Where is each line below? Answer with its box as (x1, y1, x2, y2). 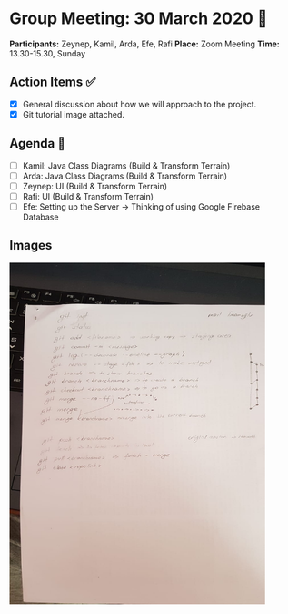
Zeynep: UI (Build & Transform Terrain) (22, 180, 168, 191)
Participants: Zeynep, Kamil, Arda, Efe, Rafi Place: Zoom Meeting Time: (9, 38, 280, 49)
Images (9, 238, 53, 253)
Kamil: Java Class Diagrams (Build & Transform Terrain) (22, 159, 231, 171)
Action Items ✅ (9, 75, 96, 90)
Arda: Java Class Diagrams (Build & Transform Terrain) (22, 170, 228, 181)
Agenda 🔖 (9, 136, 66, 151)
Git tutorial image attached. (22, 108, 125, 119)
